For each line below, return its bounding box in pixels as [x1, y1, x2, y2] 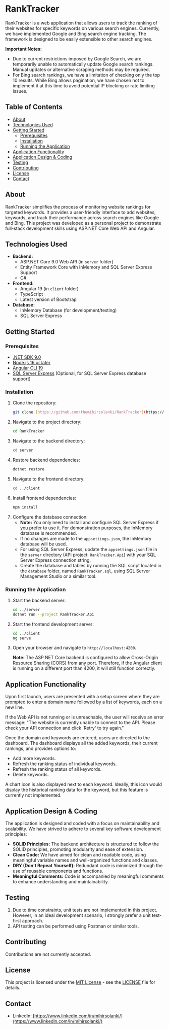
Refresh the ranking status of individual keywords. [12, 761, 117, 767]
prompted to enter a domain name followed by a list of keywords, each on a [5, 699, 162, 705]
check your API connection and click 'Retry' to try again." [5, 725, 124, 731]
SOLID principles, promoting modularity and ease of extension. [12, 846, 144, 852]
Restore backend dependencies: [12, 457, 80, 463]
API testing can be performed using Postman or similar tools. [12, 923, 139, 929]
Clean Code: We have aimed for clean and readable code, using [12, 852, 146, 858]
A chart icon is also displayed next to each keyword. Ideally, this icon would [5, 781, 162, 787]
